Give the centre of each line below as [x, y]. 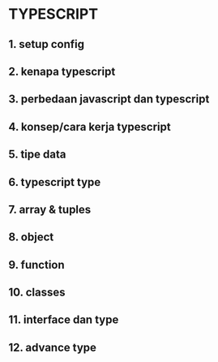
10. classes [37, 293]
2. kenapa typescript [62, 71]
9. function [36, 265]
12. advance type [53, 347]
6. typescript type [55, 182]
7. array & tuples [50, 209]
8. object [31, 237]
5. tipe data [37, 155]
